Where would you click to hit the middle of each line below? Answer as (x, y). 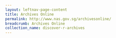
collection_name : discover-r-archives (45, 28)
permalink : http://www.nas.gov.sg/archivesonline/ (58, 19)
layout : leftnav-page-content (36, 10)
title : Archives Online (30, 14)
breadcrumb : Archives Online (35, 23)
